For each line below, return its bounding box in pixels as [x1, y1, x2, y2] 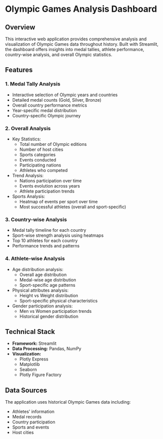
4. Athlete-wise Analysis [5, 255, 65, 262]
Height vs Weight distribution [19, 292, 78, 298]
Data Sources [5, 386, 47, 394]
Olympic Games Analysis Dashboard [5, 3, 158, 15]
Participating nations [19, 162, 61, 168]
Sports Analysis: [12, 193, 46, 199]
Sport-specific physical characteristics [19, 298, 98, 303]
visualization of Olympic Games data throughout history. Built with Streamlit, [5, 41, 159, 47]
